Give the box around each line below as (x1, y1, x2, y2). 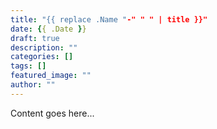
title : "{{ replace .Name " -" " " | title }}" (10, 14, 208, 25)
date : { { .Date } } (10, 24, 87, 34)
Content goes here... (10, 107, 95, 119)
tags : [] (10, 61, 47, 71)
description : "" (10, 42, 78, 53)
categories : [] (10, 52, 74, 62)
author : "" (10, 80, 56, 90)
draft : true (10, 33, 60, 43)
